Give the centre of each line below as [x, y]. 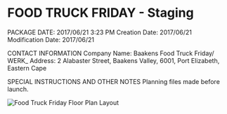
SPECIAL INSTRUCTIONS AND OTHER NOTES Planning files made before [113, 81]
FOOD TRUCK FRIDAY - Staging [101, 13]
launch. [18, 89]
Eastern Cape [27, 68]
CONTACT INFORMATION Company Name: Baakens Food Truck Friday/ [111, 53]
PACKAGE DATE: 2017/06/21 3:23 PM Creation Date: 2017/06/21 [99, 32]
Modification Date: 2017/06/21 [51, 39]
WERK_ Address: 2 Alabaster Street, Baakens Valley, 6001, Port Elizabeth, [113, 60]
